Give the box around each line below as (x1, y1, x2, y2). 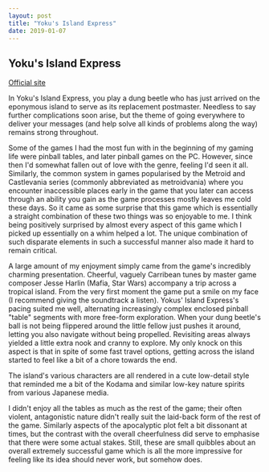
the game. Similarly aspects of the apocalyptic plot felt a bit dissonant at (8, 421, 247, 430)
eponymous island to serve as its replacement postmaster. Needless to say (8, 102, 257, 112)
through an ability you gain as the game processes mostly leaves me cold (8, 195, 251, 204)
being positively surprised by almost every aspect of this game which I (8, 220, 243, 230)
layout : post (8, 11, 52, 20)
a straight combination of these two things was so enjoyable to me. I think (8, 211, 252, 221)
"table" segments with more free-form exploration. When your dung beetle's (8, 313, 261, 322)
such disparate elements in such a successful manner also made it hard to (8, 237, 255, 247)
